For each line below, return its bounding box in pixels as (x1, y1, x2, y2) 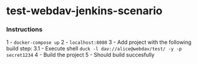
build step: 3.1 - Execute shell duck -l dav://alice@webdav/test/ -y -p (6, 45, 182, 52)
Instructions (6, 25, 43, 34)
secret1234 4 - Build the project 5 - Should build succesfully (6, 52, 155, 59)
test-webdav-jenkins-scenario (6, 4, 163, 18)
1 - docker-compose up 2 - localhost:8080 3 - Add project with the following (6, 39, 192, 46)
